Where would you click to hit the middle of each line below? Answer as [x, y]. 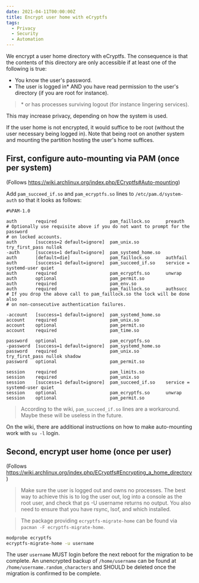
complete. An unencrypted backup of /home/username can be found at [91, 561]
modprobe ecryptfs [29, 538]
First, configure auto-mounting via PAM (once [93, 159]
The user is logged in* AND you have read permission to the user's [97, 86]
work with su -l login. [33, 433]
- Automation [28, 39]
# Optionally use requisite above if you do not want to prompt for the [98, 226]
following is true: [26, 69]
